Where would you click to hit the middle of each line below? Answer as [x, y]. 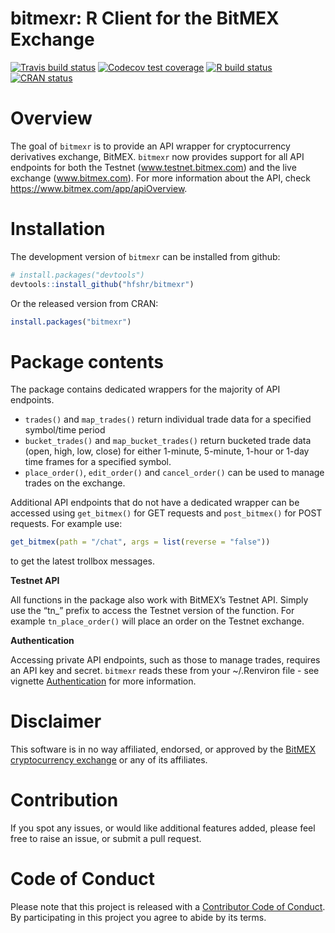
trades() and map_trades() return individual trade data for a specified [168, 419]
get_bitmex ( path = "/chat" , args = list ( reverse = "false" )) [140, 542]
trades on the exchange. [75, 483]
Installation [58, 229]
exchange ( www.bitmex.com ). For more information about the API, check [160, 178]
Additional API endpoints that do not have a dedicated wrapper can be [155, 503]
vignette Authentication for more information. [103, 681]
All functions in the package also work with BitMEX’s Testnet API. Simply [159, 600]
